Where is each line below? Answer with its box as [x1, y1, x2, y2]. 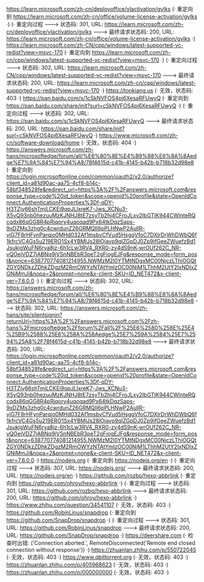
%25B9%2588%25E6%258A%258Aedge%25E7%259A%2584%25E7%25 [6, 331, 196, 338]
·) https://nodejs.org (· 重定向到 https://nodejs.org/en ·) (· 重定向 [35, 456, 196, 464]
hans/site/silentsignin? [6, 311, 63, 318]
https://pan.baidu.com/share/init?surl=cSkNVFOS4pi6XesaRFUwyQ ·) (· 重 [6, 102, 194, 109]
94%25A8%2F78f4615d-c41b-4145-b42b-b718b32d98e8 [6, 338, 152, 345]
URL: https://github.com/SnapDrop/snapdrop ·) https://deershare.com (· [6, 532, 187, 539]
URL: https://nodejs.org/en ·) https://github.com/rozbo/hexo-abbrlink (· [6, 472, 185, 479]
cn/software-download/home [6, 139, 80, 146]
